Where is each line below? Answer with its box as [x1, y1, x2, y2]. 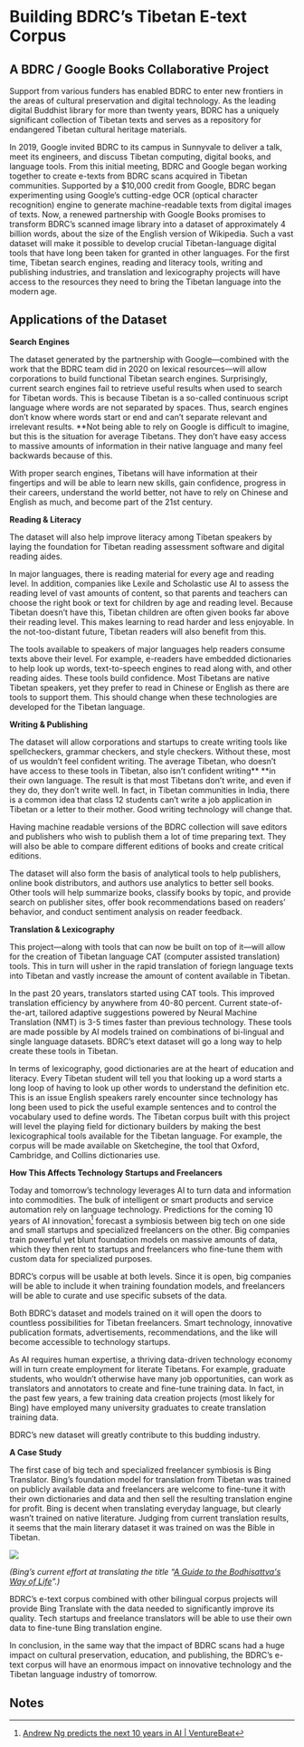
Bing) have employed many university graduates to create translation [9, 1402, 267, 1414]
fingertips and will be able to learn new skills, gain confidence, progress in [9, 477, 287, 488]
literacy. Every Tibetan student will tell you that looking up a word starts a [9, 1072, 282, 1083]
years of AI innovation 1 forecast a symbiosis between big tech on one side [9, 1214, 286, 1226]
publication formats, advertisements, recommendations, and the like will [9, 1327, 278, 1338]
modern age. [9, 286, 57, 296]
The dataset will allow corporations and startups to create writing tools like [9, 736, 288, 747]
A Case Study [9, 1447, 62, 1458]
